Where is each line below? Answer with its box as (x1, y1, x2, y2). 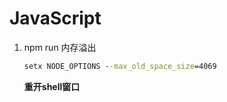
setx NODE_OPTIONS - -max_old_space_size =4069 (23, 61, 217, 71)
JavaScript (9, 7, 102, 30)
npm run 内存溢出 (23, 41, 97, 53)
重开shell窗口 (23, 80, 81, 92)
